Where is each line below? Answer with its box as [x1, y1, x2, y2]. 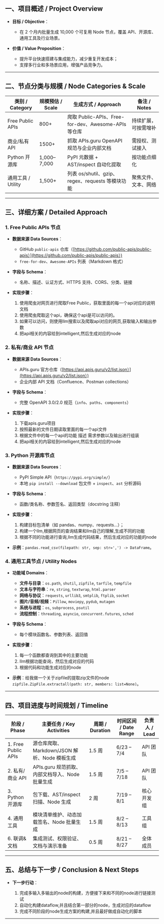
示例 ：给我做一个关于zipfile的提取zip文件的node [12, 675, 109, 681]
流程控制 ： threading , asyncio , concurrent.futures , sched [19, 611, 134, 617]
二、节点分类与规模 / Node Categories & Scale [5, 82, 145, 90]
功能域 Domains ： [12, 570, 49, 576]
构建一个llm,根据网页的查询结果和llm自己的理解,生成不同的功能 [19, 528, 145, 534]
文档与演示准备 [32, 842, 67, 849]
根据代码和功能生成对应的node [19, 665, 82, 671]
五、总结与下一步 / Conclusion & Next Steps [5, 866, 139, 874]
